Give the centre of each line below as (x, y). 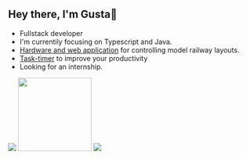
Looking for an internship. (61, 67)
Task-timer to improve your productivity (84, 58)
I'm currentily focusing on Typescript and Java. (96, 42)
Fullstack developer (51, 33)
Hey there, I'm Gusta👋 (63, 14)
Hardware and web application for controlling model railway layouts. (129, 50)
